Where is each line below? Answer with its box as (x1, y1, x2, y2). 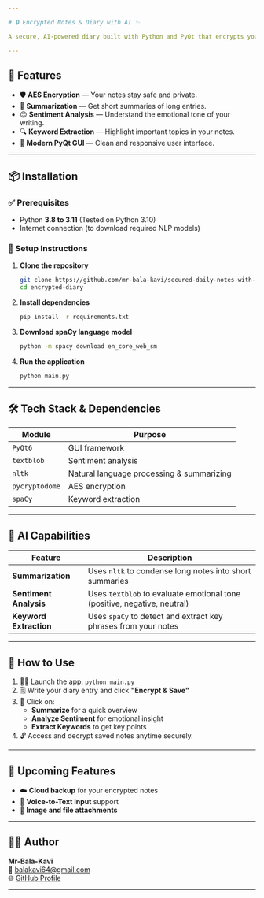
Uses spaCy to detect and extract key (87, 611, 223, 622)
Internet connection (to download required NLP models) (19, 224, 200, 232)
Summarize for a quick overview (31, 706, 137, 715)
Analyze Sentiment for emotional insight (31, 714, 163, 723)
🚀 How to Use (8, 655, 75, 670)
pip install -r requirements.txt (19, 313, 130, 321)
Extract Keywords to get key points (31, 722, 147, 732)
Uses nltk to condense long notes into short (87, 566, 251, 577)
